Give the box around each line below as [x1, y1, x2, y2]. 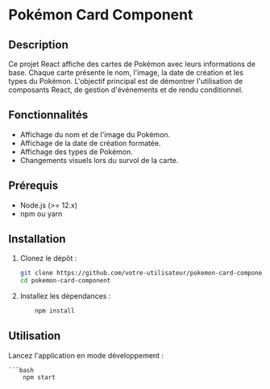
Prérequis [8, 179, 59, 193]
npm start [23, 373, 56, 381]
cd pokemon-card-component [19, 277, 111, 285]
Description [8, 38, 69, 52]
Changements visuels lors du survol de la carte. [19, 155, 179, 165]
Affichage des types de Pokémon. [19, 147, 133, 157]
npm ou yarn [19, 208, 63, 219]
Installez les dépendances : [19, 291, 111, 301]
